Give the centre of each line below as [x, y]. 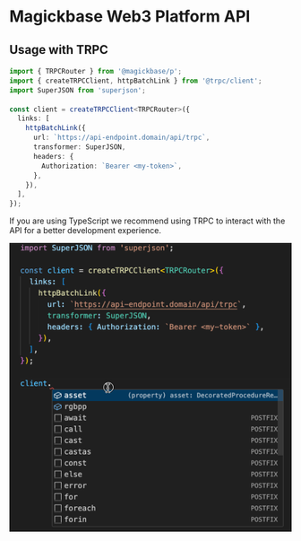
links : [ [34, 118]
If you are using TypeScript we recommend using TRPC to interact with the [147, 221]
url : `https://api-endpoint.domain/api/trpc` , [121, 138]
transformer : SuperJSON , [79, 147]
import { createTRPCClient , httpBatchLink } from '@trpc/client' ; [136, 81]
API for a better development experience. [86, 231]
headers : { [53, 156]
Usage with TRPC [59, 50]
